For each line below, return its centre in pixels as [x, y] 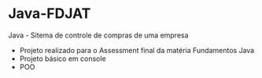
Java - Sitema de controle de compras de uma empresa [98, 35]
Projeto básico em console [63, 58]
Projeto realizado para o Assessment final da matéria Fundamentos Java [137, 50]
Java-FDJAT [50, 14]
